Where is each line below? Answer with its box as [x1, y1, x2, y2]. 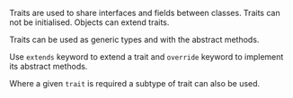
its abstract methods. [9, 61, 88, 71]
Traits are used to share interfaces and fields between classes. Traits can [9, 8, 280, 18]
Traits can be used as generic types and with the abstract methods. [9, 35, 260, 45]
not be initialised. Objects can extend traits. [9, 17, 170, 28]
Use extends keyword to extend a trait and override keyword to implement [9, 52, 284, 61]
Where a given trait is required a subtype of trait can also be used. [9, 78, 261, 88]
